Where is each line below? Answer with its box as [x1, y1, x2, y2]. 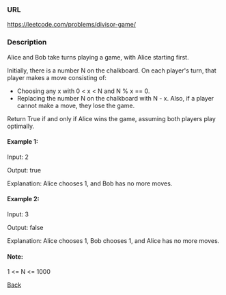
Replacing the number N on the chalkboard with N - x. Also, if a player [16, 94, 214, 102]
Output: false [7, 224, 44, 231]
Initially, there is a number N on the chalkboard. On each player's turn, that [7, 66, 216, 75]
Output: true [7, 166, 42, 174]
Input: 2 [7, 153, 29, 161]
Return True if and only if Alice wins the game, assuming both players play [7, 114, 216, 123]
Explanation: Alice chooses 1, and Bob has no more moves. [7, 179, 173, 188]
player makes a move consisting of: [7, 73, 107, 81]
